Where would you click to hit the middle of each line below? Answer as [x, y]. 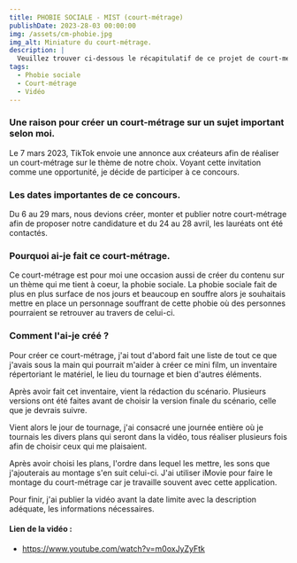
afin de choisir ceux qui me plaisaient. [78, 446]
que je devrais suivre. [48, 410]
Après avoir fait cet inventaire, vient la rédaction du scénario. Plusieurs [138, 391]
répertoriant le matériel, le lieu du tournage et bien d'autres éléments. [136, 374]
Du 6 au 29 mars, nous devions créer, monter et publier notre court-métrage [148, 215]
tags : [19, 67]
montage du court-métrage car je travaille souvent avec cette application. [143, 482]
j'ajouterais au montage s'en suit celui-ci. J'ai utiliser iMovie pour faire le [141, 473]
